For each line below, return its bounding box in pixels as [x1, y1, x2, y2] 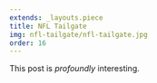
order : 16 [9, 38, 47, 48]
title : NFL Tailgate [9, 22, 88, 31]
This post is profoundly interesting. [9, 63, 140, 74]
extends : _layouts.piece [9, 13, 103, 23]
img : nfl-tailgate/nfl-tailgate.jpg [9, 30, 148, 39]
